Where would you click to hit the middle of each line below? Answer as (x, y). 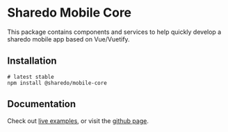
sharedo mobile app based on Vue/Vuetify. (68, 39)
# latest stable (31, 77)
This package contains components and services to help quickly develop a (114, 32)
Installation (32, 61)
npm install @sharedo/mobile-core (57, 83)
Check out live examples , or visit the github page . (78, 121)
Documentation (42, 104)
